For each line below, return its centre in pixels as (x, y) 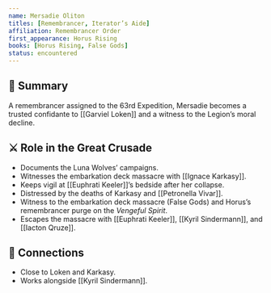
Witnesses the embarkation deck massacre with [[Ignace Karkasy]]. (133, 176)
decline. (21, 123)
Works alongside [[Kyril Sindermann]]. (84, 281)
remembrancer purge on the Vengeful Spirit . (94, 210)
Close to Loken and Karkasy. (68, 272)
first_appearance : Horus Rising (63, 38)
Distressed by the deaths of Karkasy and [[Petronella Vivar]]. (122, 193)
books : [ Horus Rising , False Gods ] (68, 46)
